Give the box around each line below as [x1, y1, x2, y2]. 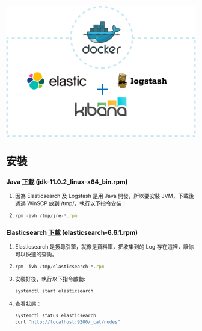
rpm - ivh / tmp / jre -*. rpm [14, 212, 78, 219]
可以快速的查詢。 [14, 250, 58, 258]
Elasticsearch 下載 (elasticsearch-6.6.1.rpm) [6, 228, 138, 237]
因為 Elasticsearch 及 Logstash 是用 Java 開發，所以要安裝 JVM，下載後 [14, 192, 194, 199]
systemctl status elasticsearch [14, 312, 96, 318]
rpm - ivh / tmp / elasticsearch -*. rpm [14, 264, 105, 270]
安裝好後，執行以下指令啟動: [14, 276, 85, 282]
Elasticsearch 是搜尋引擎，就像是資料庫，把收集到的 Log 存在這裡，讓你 [14, 243, 194, 250]
